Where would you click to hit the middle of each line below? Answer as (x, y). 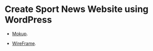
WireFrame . (24, 43)
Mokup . (20, 33)
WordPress (28, 20)
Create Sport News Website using (77, 9)
